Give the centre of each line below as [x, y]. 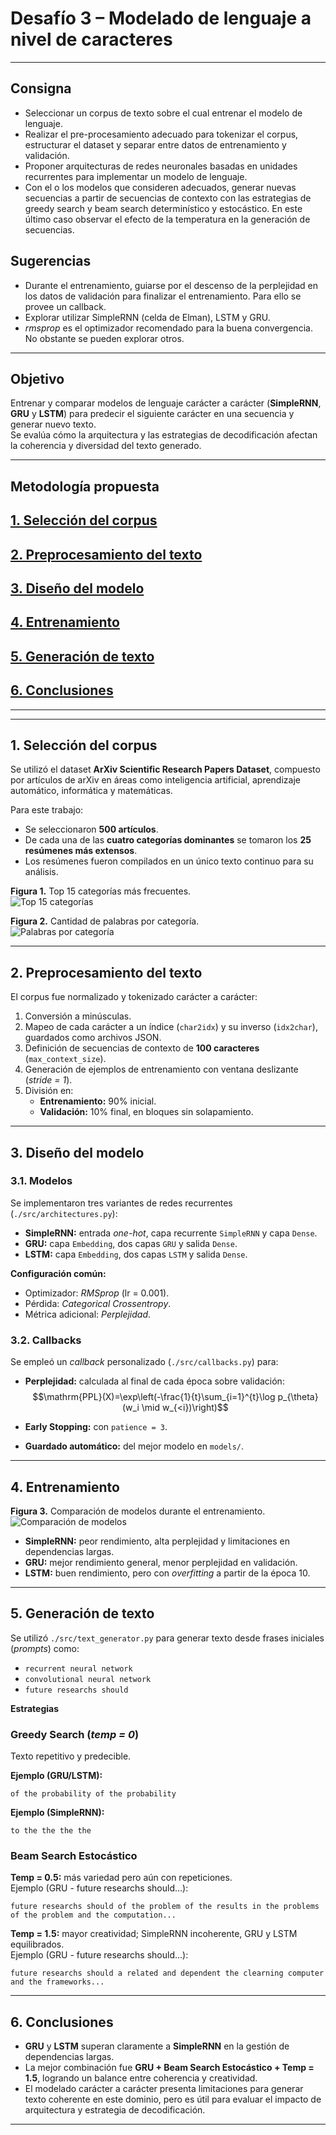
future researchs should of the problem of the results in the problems [165, 1907]
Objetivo [37, 378]
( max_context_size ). [65, 1059]
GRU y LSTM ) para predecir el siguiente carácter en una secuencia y [152, 414]
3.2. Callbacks [46, 1340]
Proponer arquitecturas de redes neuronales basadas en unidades [161, 166]
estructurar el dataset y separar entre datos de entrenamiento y [155, 144]
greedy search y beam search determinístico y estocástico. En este [163, 208]
